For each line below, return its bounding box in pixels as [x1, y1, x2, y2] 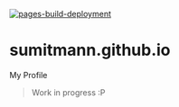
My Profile [9, 69, 48, 80]
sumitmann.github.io [9, 40, 171, 60]
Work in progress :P [31, 86, 106, 98]
